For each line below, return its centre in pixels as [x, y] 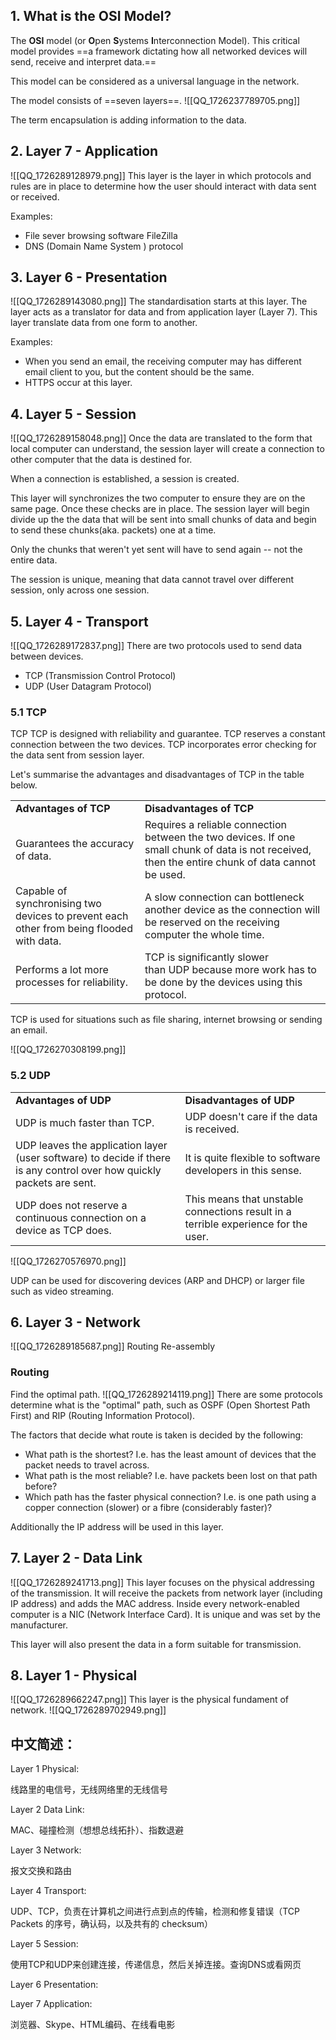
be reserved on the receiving [212, 922]
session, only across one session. [80, 590]
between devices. [47, 656]
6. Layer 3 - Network [75, 1322]
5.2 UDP [30, 1076]
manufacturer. [39, 1625]
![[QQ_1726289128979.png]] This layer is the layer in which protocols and [161, 175]
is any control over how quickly [88, 1170]
